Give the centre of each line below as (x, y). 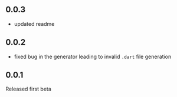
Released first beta (28, 89)
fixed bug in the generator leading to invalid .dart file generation (93, 56)
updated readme (34, 24)
